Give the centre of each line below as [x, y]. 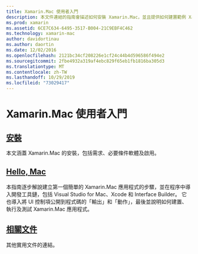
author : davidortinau [33, 39]
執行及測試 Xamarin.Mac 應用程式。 [49, 209]
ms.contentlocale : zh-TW [37, 72]
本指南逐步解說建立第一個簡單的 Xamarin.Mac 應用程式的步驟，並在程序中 [96, 187]
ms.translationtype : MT [35, 66]
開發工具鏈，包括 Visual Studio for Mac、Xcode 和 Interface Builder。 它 [99, 194]
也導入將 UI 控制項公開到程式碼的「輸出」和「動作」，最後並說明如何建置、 [97, 201]
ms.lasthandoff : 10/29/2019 [41, 77]
